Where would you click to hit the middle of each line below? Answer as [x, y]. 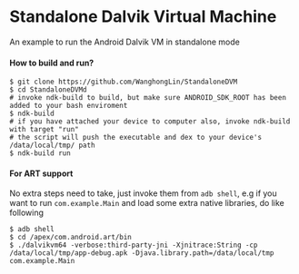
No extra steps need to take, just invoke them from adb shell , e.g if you [143, 193]
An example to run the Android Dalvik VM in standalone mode [125, 42]
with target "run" [44, 130]
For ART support [41, 173]
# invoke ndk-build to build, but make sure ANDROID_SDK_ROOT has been [148, 98]
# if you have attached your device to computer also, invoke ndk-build [150, 122]
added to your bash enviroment [69, 106]
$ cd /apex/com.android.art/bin [70, 238]
